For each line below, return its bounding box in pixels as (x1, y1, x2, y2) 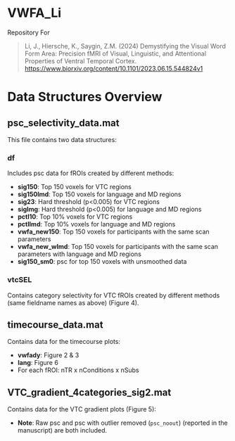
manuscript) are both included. (17, 426, 108, 435)
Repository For (7, 28, 51, 37)
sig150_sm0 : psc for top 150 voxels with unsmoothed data (17, 257, 187, 266)
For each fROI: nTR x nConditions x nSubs (17, 366, 139, 374)
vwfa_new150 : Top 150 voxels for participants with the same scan (17, 227, 210, 236)
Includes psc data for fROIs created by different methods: (7, 169, 174, 177)
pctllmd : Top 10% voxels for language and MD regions (17, 220, 176, 229)
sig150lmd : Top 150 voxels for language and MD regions (17, 190, 182, 198)
